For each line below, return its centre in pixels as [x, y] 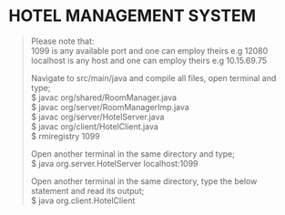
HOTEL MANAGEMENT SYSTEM [132, 16]
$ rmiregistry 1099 [66, 136]
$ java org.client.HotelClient [83, 200]
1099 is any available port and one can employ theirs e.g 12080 [149, 50]
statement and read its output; [87, 190]
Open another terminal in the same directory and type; [133, 154]
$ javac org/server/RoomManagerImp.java [110, 107]
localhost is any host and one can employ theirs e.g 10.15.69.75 [149, 60]
